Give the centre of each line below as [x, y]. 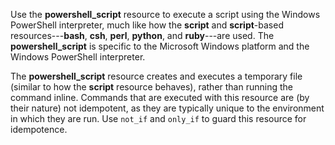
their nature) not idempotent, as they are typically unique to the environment [167, 108]
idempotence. [39, 129]
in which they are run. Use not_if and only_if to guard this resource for [158, 118]
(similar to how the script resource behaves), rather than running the [151, 87]
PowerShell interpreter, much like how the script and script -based [147, 25]
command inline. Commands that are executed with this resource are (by [160, 97]
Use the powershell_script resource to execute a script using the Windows [165, 14]
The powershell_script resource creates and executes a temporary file [156, 76]
